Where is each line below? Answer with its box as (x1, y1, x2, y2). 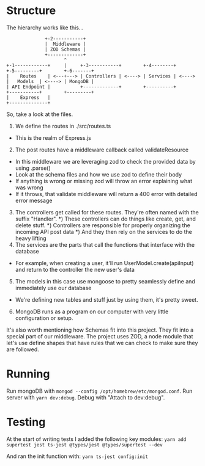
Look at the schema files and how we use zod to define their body (15, 170, 182, 178)
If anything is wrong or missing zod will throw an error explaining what (15, 177, 193, 184)
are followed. (6, 346, 40, 353)
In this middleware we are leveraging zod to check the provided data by (15, 158, 196, 165)
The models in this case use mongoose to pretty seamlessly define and (15, 277, 196, 285)
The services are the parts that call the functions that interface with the (15, 241, 195, 248)
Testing (6, 415, 46, 429)
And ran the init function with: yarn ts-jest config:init (6, 453, 149, 460)
